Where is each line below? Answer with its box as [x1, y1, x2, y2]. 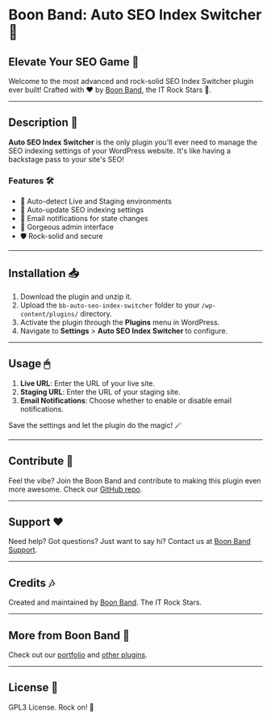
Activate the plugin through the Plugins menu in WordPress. [19, 317, 220, 327]
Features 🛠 [8, 175, 54, 186]
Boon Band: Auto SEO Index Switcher [8, 6, 262, 24]
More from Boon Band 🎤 [8, 628, 131, 643]
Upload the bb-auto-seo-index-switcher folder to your [19, 300, 200, 310]
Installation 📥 [8, 266, 80, 280]
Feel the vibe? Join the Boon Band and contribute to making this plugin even [8, 475, 262, 485]
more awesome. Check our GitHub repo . [8, 484, 143, 494]
